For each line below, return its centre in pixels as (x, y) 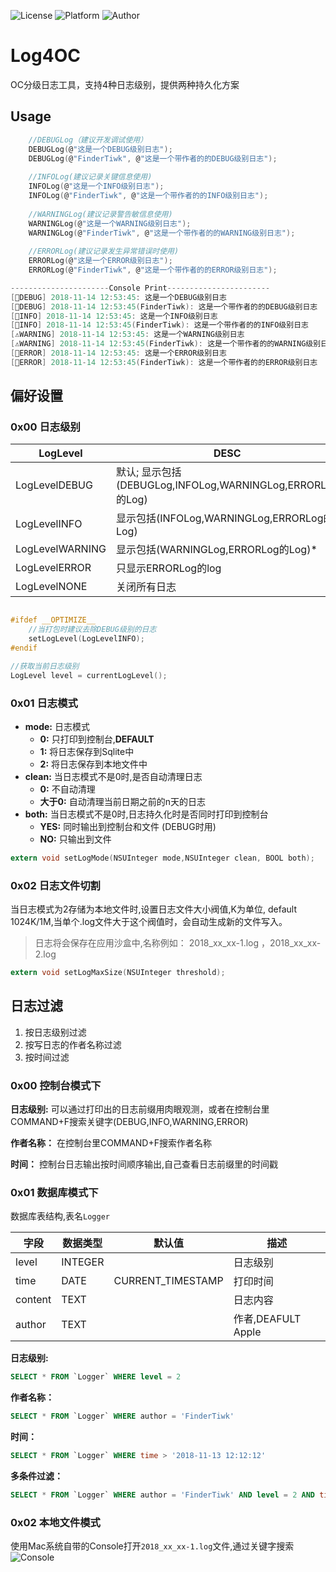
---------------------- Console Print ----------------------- (140, 288)
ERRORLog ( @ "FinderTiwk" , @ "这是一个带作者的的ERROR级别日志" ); (153, 270)
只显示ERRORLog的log (168, 568)
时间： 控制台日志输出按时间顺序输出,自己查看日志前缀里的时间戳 (144, 1164)
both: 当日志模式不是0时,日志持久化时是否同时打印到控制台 (146, 814)
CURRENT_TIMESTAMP (168, 1281)
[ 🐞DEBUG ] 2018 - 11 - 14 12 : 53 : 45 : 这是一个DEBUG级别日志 (118, 297)
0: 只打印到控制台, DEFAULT (97, 739)
